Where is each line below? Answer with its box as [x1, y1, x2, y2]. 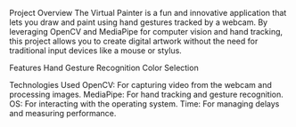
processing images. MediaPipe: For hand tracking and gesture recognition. [9, 89, 284, 99]
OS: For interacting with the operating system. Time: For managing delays [9, 99, 280, 109]
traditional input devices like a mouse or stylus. [9, 45, 183, 56]
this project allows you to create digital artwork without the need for [9, 36, 259, 46]
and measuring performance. [9, 108, 117, 118]
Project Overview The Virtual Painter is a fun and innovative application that [9, 8, 287, 18]
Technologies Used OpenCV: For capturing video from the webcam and [9, 80, 272, 90]
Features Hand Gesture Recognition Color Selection [9, 62, 199, 73]
